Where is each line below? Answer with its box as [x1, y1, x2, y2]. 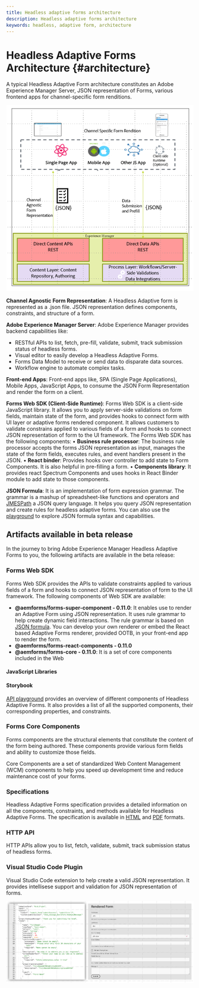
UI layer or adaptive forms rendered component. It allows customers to [6, 419, 179, 426]
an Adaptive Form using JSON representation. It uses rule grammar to [14, 610, 186, 617]
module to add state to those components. [6, 475, 110, 482]
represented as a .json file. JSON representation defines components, [6, 303, 177, 310]
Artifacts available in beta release [6, 529, 134, 540]
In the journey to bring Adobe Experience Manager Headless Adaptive [6, 545, 178, 553]
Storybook [6, 681, 33, 689]
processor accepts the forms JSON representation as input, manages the [6, 444, 185, 451]
